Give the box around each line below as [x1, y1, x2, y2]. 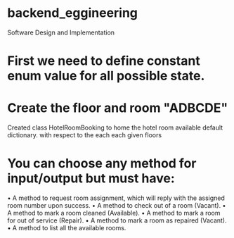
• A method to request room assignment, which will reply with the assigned [7, 194, 225, 202]
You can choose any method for [7, 156, 197, 172]
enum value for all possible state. [7, 68, 205, 84]
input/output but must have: [7, 170, 176, 187]
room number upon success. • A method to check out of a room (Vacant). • [7, 201, 226, 209]
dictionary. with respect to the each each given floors [7, 131, 162, 139]
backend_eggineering [7, 5, 138, 21]
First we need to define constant [7, 53, 200, 69]
